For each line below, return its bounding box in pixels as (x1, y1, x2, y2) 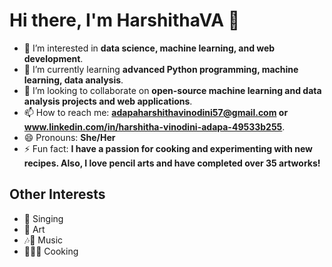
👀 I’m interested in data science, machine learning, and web (23, 42, 276, 54)
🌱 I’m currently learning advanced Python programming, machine (23, 63, 299, 75)
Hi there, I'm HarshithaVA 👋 (9, 9, 241, 32)
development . (23, 52, 84, 64)
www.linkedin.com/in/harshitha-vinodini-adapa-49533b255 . (23, 120, 286, 133)
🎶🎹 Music (23, 234, 64, 246)
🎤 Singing (23, 212, 64, 224)
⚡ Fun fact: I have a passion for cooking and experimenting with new (23, 142, 314, 154)
